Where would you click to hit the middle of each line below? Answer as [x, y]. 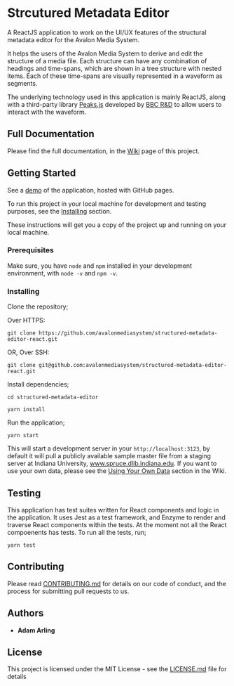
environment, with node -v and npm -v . [62, 273]
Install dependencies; [38, 384]
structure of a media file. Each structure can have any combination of [107, 60]
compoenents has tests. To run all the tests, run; [77, 532]
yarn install [26, 410]
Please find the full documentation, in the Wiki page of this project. [103, 151]
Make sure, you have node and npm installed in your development [100, 266]
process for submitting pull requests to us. [68, 591]
